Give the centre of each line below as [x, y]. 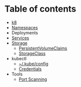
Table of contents [40, 9]
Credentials [30, 69]
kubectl [19, 58]
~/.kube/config [34, 64]
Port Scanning [33, 79]
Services [20, 38]
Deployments [25, 33]
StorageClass [32, 53]
